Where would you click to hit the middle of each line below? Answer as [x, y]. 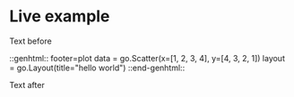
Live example [60, 16]
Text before [30, 41]
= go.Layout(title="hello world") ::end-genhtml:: [97, 68]
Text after [27, 85]
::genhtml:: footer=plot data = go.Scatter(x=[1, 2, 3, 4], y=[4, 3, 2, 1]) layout [147, 58]
